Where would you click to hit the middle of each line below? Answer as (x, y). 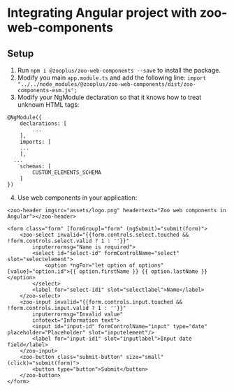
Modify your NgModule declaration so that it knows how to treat (109, 97)
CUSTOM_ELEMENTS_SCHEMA (67, 172)
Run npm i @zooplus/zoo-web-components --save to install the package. (119, 70)
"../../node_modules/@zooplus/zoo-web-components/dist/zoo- (107, 84)
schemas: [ (36, 166)
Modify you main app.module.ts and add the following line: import (112, 78)
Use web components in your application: (77, 198)
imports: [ (36, 142)
